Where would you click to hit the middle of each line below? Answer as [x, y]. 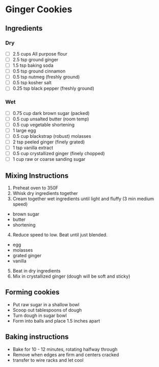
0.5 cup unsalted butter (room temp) [51, 119]
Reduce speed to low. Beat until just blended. [60, 235]
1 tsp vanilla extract [33, 148]
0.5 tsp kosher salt [32, 83]
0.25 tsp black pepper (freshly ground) [53, 88]
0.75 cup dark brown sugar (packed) [51, 113]
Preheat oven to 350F [35, 188]
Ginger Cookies [39, 9]
